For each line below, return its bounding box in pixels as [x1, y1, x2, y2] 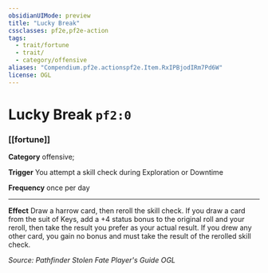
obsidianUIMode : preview [8, 11, 91, 20]
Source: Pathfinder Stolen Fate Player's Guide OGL [8, 255, 175, 265]
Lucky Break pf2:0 [8, 105, 132, 124]
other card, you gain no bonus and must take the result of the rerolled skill [8, 231, 251, 241]
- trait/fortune [15, 42, 69, 49]
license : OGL [8, 71, 52, 79]
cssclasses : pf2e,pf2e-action [8, 26, 109, 34]
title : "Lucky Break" [8, 19, 81, 27]
